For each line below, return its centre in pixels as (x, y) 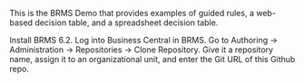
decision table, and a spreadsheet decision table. (127, 23)
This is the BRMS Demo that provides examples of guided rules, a (132, 13)
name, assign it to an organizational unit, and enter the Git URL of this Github (152, 59)
